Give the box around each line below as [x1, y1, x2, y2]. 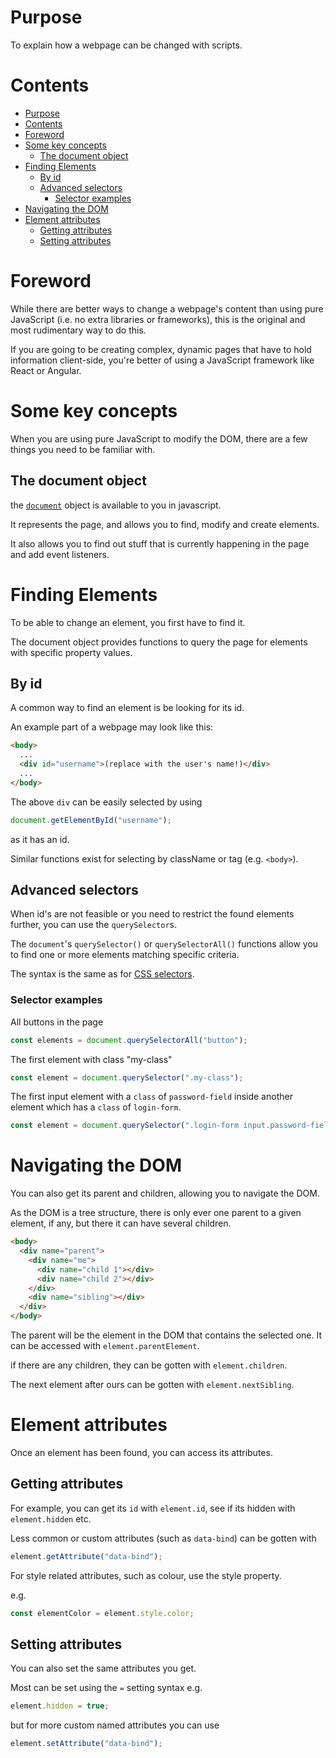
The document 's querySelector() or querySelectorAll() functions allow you [10, 938, 319, 950]
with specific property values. [10, 646, 133, 658]
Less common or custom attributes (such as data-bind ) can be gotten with [10, 1532, 317, 1544]
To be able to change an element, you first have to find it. [10, 616, 246, 628]
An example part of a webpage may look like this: [10, 721, 214, 733]
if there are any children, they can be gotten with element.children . [10, 1359, 288, 1371]
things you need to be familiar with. [10, 443, 156, 455]
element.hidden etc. [10, 1512, 92, 1525]
